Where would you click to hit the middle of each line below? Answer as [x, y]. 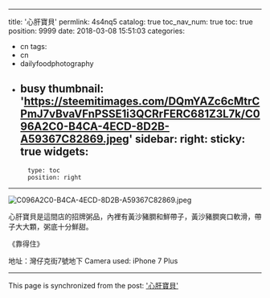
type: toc [44, 170]
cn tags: [33, 46]
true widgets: [54, 152]
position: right [55, 177]
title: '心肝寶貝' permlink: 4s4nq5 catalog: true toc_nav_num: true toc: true [131, 22]
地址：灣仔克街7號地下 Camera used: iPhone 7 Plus [93, 261]
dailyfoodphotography [57, 64]
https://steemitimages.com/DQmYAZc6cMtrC [142, 101]
